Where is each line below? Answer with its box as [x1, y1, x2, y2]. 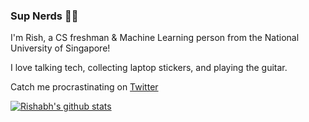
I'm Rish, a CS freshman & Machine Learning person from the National [10, 32, 300, 44]
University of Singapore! [10, 42, 111, 54]
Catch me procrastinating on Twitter [10, 81, 159, 93]
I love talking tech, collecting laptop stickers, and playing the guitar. [10, 62, 288, 74]
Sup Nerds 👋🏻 [10, 9, 79, 23]
